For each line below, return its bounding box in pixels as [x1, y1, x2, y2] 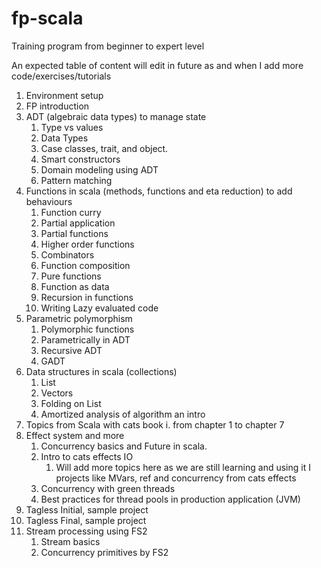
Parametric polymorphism [25, 312, 133, 324]
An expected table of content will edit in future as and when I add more [11, 59, 304, 71]
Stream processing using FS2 [25, 525, 148, 537]
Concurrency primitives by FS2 [40, 546, 169, 558]
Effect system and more [25, 429, 125, 441]
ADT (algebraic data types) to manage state [25, 110, 207, 122]
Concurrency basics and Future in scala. [40, 440, 208, 452]
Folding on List [40, 397, 102, 409]
